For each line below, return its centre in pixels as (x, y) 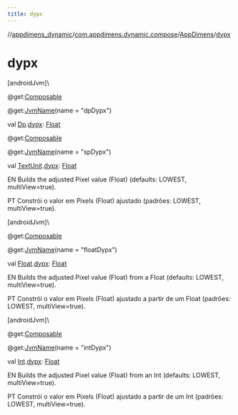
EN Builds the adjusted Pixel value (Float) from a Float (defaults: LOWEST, (116, 277)
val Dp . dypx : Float (34, 124)
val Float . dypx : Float (37, 263)
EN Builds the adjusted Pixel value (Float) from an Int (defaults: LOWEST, (114, 375)
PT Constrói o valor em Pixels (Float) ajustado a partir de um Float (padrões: (119, 298)
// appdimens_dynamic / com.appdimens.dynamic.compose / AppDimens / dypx (119, 34)
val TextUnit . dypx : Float (42, 165)
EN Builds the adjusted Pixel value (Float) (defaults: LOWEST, (97, 179)
